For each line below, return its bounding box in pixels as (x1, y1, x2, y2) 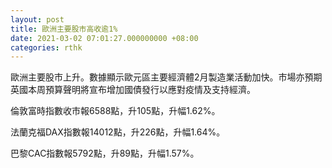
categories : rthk (10, 42, 83, 53)
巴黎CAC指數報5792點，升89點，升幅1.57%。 (10, 147, 200, 160)
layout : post (10, 14, 65, 25)
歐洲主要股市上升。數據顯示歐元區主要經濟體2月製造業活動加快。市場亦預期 (10, 71, 323, 83)
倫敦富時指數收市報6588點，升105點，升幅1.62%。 (10, 105, 221, 117)
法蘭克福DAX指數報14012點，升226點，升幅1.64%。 (10, 126, 226, 138)
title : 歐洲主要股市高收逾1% (10, 24, 118, 34)
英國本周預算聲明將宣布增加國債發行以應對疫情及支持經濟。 (10, 84, 256, 96)
